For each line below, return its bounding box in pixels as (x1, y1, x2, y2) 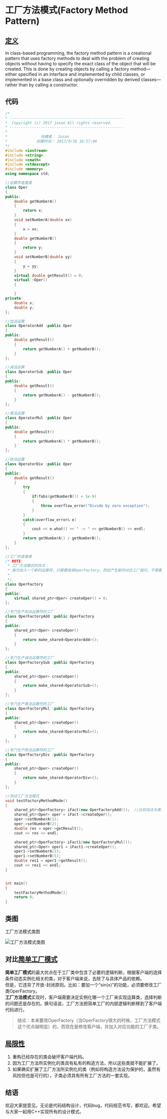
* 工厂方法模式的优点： (7, 563, 49, 568)
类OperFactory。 (5, 988, 40, 994)
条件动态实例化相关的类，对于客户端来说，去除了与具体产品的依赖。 (5, 975, 145, 981)
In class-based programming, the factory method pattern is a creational (5, 50, 152, 56)
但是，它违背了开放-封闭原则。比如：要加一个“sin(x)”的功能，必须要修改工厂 (5, 981, 162, 987)
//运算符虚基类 (5, 180, 32, 185)
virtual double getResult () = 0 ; (14, 273, 83, 278)
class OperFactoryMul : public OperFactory (5, 706, 94, 711)
